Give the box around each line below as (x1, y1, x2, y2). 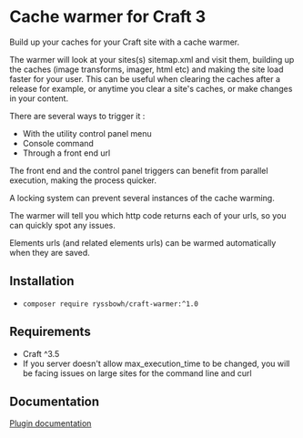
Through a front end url (22, 148, 111, 158)
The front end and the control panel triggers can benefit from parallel (9, 165, 268, 176)
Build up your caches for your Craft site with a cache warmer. (9, 36, 239, 47)
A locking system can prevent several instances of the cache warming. (9, 192, 275, 203)
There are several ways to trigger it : (9, 110, 146, 121)
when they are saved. (9, 247, 91, 258)
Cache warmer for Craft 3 (9, 6, 207, 27)
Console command (22, 138, 94, 148)
